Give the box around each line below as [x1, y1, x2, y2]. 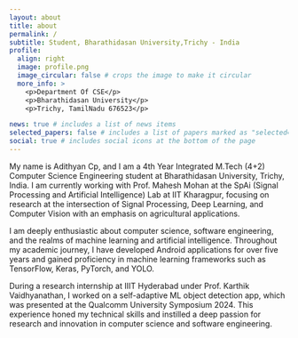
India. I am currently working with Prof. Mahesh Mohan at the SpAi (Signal [9, 180, 279, 190]
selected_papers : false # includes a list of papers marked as [9, 128, 248, 138]
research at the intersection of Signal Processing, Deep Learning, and [9, 198, 264, 209]
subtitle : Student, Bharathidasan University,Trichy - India [9, 37, 240, 47]
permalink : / [9, 29, 58, 38]
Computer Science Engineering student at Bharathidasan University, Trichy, [9, 170, 286, 181]
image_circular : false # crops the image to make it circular [17, 71, 252, 80]
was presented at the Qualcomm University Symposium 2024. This [9, 299, 255, 310]
